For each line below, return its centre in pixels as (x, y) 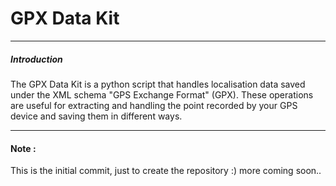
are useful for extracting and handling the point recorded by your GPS (154, 105)
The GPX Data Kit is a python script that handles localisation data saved (158, 84)
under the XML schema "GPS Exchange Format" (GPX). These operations (162, 94)
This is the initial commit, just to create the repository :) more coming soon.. (166, 171)
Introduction (36, 59)
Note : (23, 148)
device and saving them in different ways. (96, 116)
